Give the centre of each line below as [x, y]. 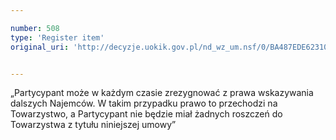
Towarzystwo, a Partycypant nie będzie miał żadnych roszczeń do [146, 114]
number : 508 [35, 28]
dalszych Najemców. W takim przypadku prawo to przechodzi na [144, 103]
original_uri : [40, 47]
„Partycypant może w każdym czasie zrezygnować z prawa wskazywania [162, 93]
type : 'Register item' [57, 37]
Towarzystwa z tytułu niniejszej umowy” [93, 125]
